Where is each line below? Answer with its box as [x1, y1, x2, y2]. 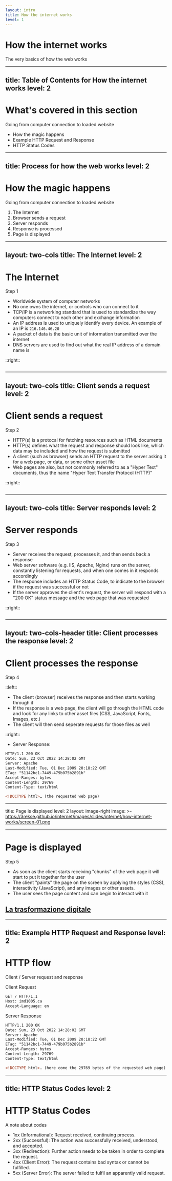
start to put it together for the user [12, 874, 85, 880]
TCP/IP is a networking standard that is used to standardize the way [12, 309, 156, 316]
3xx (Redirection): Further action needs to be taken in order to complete [12, 1148, 165, 1154]
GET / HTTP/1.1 [5, 994, 38, 999]
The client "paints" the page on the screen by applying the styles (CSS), [12, 879, 165, 885]
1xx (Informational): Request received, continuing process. [12, 1132, 136, 1138]
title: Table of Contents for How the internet [5, 75, 147, 85]
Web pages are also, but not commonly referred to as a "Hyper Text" [12, 464, 158, 470]
